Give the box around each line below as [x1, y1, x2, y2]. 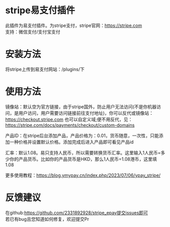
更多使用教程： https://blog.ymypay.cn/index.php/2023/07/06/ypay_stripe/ [5, 172, 161, 178]
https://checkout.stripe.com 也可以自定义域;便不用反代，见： [5, 116, 133, 122]
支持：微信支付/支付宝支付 [5, 28, 61, 35]
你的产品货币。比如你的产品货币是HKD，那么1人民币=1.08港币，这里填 [9, 156, 157, 162]
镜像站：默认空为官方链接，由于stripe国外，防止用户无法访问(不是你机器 [5, 104, 157, 110]
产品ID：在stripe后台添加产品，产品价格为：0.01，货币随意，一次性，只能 [5, 133, 159, 139]
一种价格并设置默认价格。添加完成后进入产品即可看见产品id [9, 139, 133, 145]
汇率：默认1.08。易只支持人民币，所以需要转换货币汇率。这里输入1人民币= [5, 149, 161, 155]
